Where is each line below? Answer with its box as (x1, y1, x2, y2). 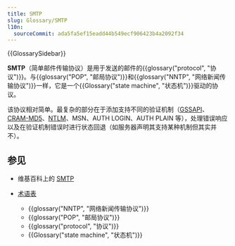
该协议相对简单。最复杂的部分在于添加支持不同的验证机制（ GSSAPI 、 (7, 105, 209, 113)
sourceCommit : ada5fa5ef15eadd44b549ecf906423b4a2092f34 (13, 30, 184, 37)
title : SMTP (7, 10, 42, 18)
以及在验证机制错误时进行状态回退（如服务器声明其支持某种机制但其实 (7, 123, 211, 131)
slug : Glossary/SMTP (7, 17, 68, 24)
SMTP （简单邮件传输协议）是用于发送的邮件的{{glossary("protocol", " (7, 64, 211, 73)
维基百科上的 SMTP (17, 174, 75, 183)
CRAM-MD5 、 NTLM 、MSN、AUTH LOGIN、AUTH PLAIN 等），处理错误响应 (7, 114, 228, 123)
